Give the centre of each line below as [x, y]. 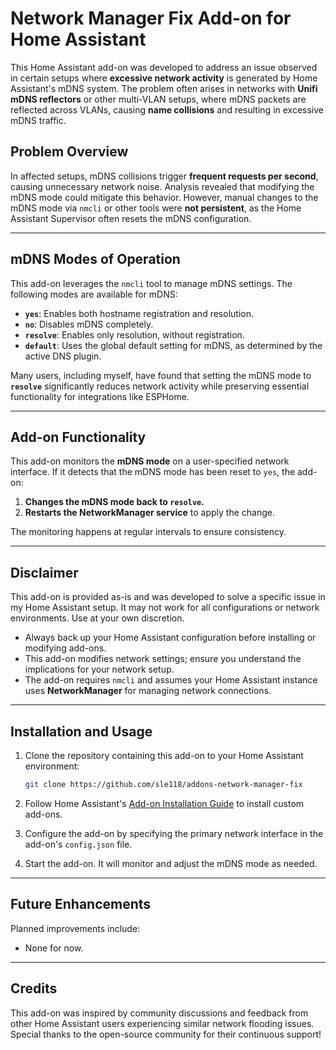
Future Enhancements [81, 904]
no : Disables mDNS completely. [89, 324]
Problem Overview [69, 152]
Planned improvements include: [75, 928]
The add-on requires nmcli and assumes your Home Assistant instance [171, 680]
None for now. [54, 948]
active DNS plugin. [63, 356]
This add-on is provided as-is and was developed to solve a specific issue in [168, 597]
